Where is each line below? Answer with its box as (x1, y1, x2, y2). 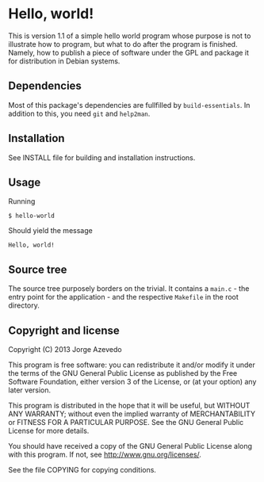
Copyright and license (8, 323, 121, 337)
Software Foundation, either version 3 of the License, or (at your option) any (8, 377, 257, 386)
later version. (8, 385, 52, 395)
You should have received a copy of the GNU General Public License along (8, 442, 252, 450)
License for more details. (8, 426, 90, 435)
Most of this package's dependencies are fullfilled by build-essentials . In (8, 100, 251, 109)
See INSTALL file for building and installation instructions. (8, 152, 196, 163)
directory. (8, 300, 40, 310)
